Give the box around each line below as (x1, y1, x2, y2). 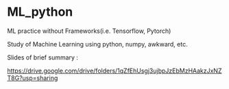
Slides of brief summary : (7, 53, 79, 62)
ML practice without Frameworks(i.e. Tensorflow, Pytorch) (7, 27, 171, 35)
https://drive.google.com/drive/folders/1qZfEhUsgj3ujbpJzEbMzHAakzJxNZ (7, 66, 222, 75)
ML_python (7, 4, 73, 20)
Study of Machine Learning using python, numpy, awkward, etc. (7, 40, 188, 48)
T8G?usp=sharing (7, 73, 58, 82)
